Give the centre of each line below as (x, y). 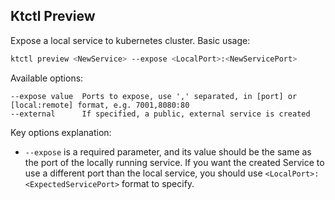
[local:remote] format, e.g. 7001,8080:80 (100, 105)
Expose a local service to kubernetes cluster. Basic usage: (130, 40)
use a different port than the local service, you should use (143, 173)
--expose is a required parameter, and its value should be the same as (168, 151)
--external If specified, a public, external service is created (160, 114)
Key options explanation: (61, 132)
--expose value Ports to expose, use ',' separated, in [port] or (154, 96)
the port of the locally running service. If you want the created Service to (174, 162)
